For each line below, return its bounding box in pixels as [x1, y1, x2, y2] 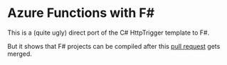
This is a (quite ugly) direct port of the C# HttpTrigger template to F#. [7, 28, 210, 37]
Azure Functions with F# [7, 5, 155, 21]
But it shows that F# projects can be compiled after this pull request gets [7, 42, 221, 50]
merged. [7, 49, 32, 58]
